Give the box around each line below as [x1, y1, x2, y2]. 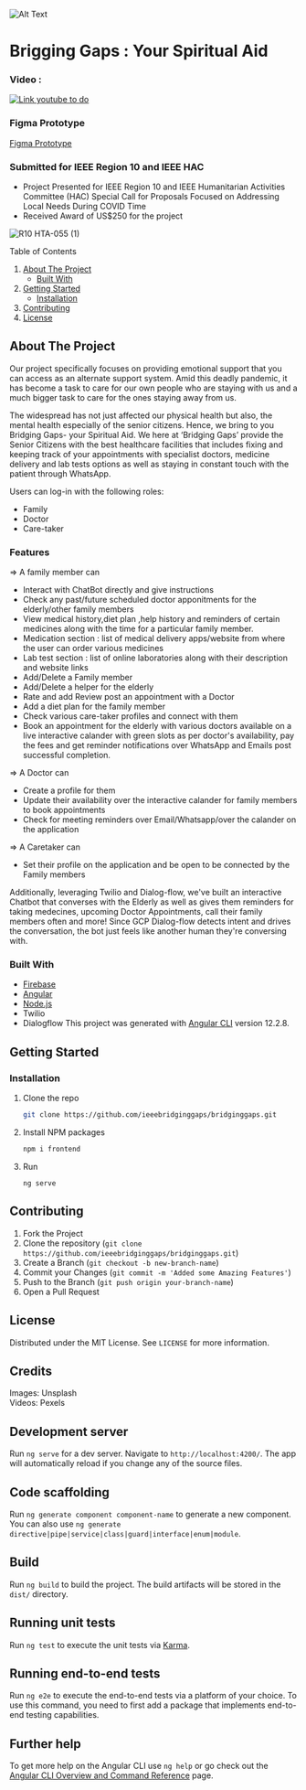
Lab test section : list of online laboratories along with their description [22, 652, 289, 663]
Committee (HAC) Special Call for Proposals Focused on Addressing [22, 191, 280, 202]
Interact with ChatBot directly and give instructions [22, 584, 215, 595]
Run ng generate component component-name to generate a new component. [9, 1508, 292, 1519]
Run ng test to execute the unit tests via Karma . [9, 1639, 190, 1650]
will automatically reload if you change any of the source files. [9, 1458, 243, 1469]
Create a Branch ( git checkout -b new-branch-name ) [22, 1257, 219, 1268]
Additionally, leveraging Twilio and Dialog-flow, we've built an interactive [9, 887, 282, 898]
